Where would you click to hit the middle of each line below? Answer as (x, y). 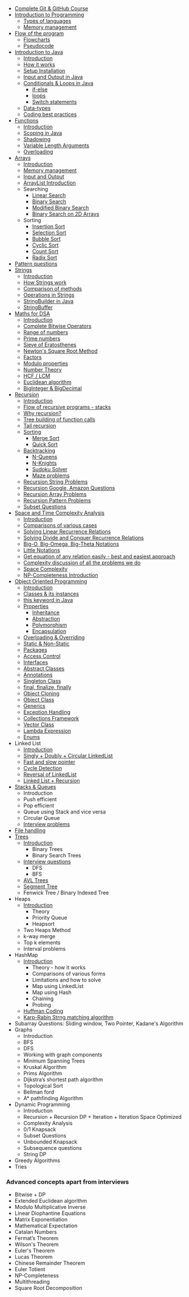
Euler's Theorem (35, 1251)
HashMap (26, 955)
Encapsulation (49, 631)
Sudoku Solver (50, 469)
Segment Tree (40, 886)
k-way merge (39, 936)
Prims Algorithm (43, 1073)
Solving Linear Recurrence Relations (67, 532)
